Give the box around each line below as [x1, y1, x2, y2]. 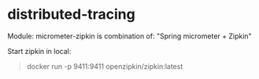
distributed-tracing [7, 5, 135, 23]
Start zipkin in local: [7, 46, 72, 56]
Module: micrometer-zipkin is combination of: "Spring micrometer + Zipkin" [7, 31, 253, 41]
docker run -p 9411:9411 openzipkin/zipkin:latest [26, 61, 183, 71]
